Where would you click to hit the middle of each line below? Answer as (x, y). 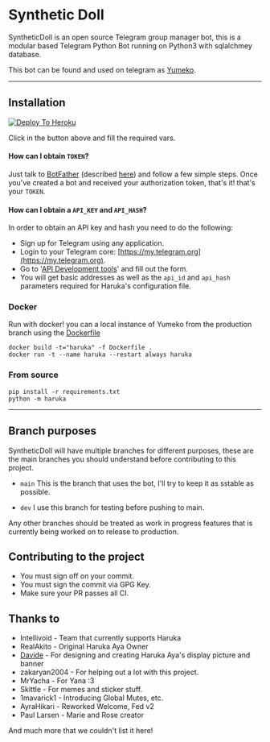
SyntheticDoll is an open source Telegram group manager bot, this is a (125, 37)
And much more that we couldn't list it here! (81, 731)
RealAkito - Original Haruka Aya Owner (84, 647)
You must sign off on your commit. (77, 576)
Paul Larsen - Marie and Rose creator (82, 715)
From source (33, 375)
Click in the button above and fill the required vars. (92, 138)
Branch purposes (52, 431)
